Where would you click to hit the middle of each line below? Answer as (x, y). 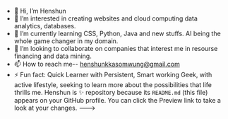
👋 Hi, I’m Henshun (40, 11)
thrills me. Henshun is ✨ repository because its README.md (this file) (111, 92)
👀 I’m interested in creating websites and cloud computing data (106, 18)
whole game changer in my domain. (66, 41)
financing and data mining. (53, 56)
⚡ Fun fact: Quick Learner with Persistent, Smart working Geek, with (113, 75)
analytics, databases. (45, 26)
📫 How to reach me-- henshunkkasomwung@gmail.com (97, 64)
